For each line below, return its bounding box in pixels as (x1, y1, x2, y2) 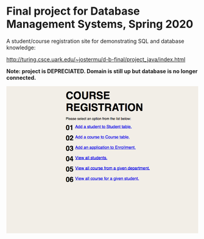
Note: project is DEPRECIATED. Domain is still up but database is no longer (6, 67, 198, 74)
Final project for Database (6, 4, 140, 18)
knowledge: (6, 44, 36, 51)
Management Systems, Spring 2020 (6, 17, 194, 31)
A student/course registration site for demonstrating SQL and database (6, 37, 185, 45)
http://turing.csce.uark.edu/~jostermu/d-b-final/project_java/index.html (6, 55, 186, 63)
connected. (6, 74, 37, 81)
